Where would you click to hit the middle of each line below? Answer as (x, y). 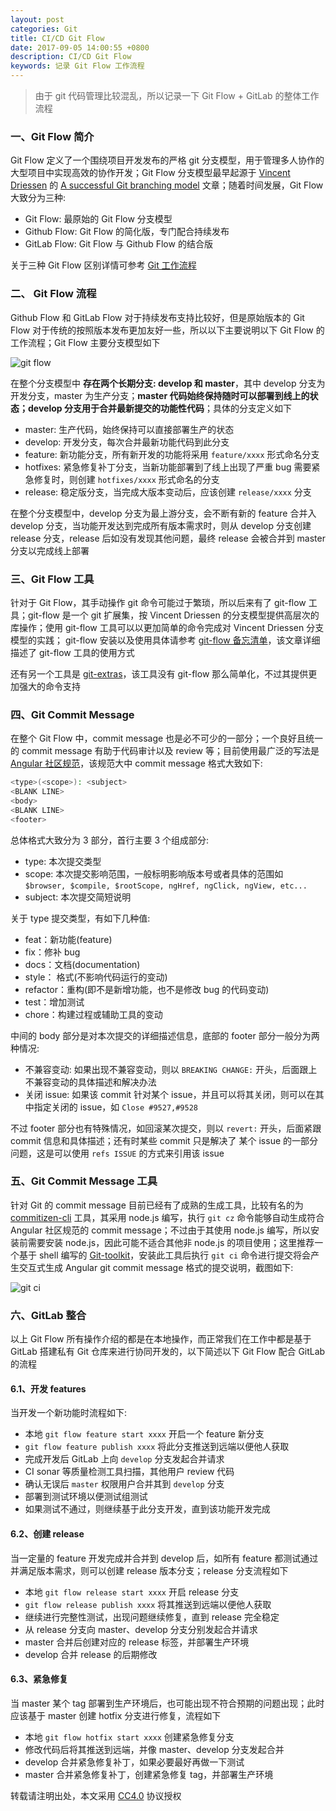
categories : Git (44, 29)
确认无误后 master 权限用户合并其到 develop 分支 (124, 1484)
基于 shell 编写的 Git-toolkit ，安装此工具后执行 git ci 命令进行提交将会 (165, 1255)
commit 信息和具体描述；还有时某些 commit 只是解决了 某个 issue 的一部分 (164, 1140)
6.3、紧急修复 (39, 1679)
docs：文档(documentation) (82, 964)
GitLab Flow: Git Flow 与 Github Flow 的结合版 (118, 244)
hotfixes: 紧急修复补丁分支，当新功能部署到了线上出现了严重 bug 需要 (168, 467)
